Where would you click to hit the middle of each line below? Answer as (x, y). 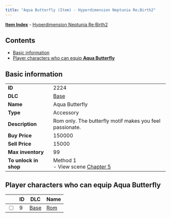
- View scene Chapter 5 (82, 167)
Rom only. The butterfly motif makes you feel (107, 121)
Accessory (66, 113)
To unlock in (23, 160)
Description (22, 124)
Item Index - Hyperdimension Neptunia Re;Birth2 (56, 24)
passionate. (67, 127)
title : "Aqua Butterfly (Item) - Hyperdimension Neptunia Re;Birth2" (81, 10)
